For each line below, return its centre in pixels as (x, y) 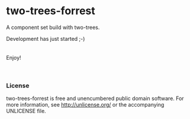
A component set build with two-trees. (53, 27)
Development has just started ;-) (46, 38)
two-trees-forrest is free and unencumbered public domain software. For (95, 98)
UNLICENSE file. (26, 111)
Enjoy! (14, 57)
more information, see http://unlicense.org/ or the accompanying (85, 105)
